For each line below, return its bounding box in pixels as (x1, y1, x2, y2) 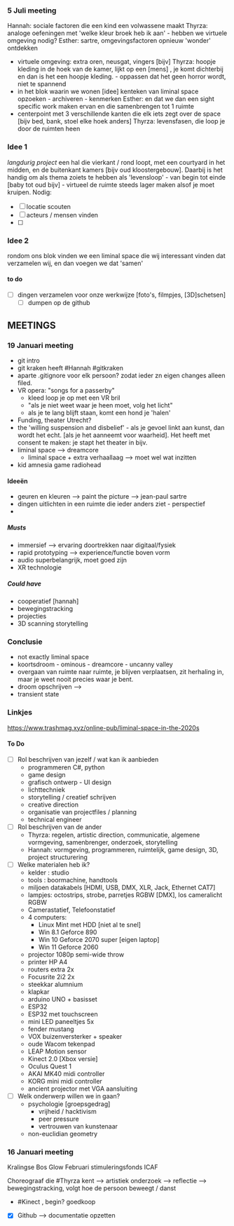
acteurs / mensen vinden (26, 210, 99, 219)
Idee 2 (7, 236, 29, 245)
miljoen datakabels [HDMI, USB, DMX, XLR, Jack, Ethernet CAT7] (27, 883, 216, 892)
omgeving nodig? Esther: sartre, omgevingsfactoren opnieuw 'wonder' (7, 36, 212, 45)
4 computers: (27, 913, 67, 922)
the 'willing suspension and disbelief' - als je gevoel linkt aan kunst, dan (17, 423, 225, 431)
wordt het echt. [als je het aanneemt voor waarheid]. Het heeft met (17, 431, 210, 439)
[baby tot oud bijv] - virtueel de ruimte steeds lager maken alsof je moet (7, 180, 215, 189)
